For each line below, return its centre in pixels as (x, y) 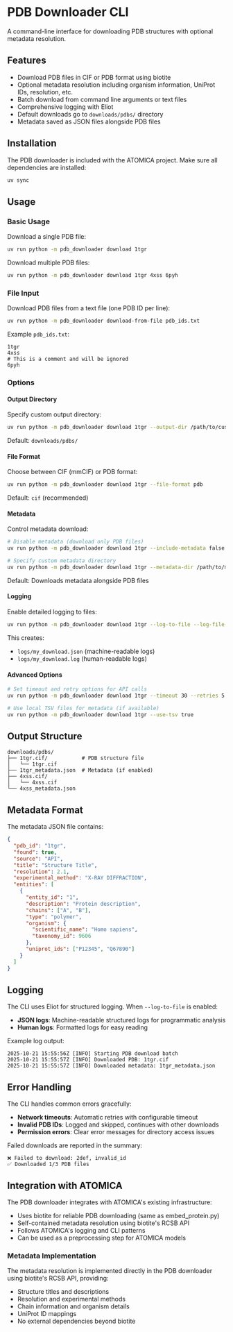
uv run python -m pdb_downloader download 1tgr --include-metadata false (116, 548)
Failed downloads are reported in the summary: (75, 1145)
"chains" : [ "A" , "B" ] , (58, 910)
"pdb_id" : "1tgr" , (40, 846)
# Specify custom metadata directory (62, 561)
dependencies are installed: (47, 167)
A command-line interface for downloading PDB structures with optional (110, 31)
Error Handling (39, 1087)
